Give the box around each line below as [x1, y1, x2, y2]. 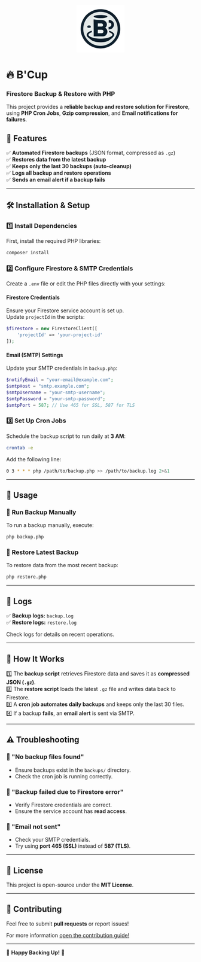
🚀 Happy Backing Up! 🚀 [6, 949, 65, 956]
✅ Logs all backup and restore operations [6, 169, 112, 176]
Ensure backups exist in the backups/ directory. [14, 766, 132, 774]
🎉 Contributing [6, 904, 62, 914]
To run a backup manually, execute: [6, 522, 94, 529]
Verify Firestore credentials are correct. [14, 801, 112, 808]
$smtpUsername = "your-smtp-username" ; [6, 389, 106, 395]
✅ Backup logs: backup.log [6, 612, 74, 619]
